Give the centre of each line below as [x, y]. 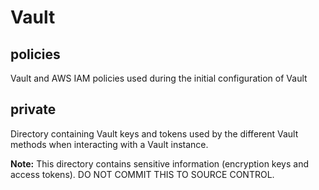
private [33, 109]
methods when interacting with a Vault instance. [109, 144]
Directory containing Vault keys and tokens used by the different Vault [154, 133]
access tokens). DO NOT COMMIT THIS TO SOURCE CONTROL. [142, 174]
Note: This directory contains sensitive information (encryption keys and [160, 163]
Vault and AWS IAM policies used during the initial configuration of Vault [159, 78]
